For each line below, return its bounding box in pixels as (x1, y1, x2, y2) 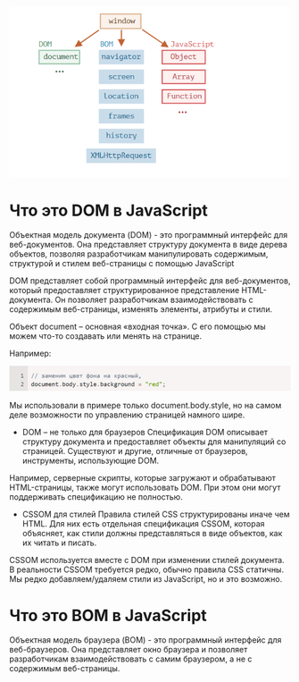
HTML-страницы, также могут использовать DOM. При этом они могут (9, 482, 281, 493)
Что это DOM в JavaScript (9, 200, 208, 221)
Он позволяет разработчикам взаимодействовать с (54, 294, 254, 306)
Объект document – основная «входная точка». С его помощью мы (9, 321, 266, 333)
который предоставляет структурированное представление (9, 285, 240, 296)
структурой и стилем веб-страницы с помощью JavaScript (9, 258, 235, 269)
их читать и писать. (21, 537, 97, 548)
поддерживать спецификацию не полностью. (9, 492, 183, 502)
